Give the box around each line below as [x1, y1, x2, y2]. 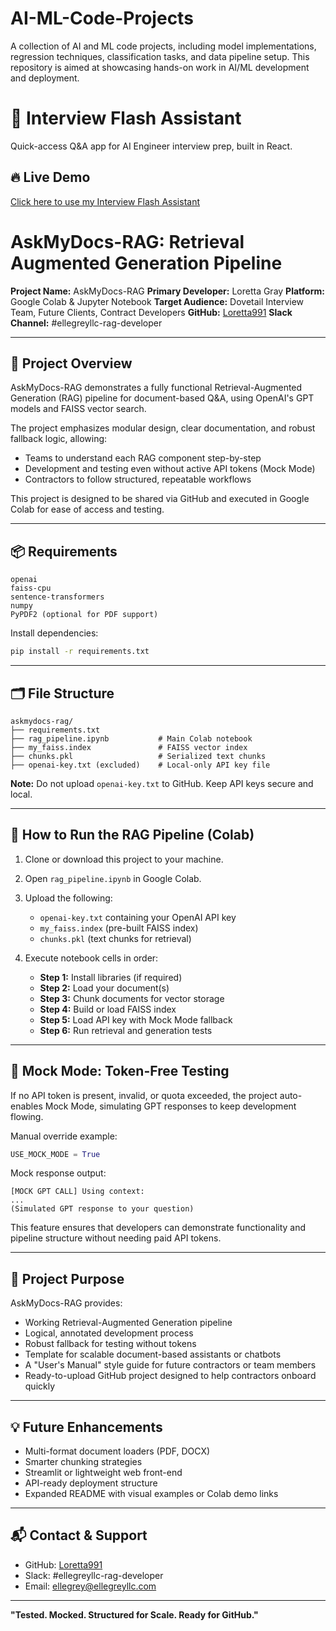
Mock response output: [10, 1167, 107, 1179]
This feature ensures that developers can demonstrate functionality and [10, 1222, 307, 1234]
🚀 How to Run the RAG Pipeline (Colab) [10, 827, 255, 844]
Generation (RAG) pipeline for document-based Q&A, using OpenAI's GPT [10, 392, 315, 404]
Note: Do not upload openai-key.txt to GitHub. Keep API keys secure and [10, 777, 314, 789]
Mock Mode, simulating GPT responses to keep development [44, 1100, 297, 1112]
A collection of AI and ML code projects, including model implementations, [10, 40, 317, 52]
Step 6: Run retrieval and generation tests [39, 1024, 213, 1036]
